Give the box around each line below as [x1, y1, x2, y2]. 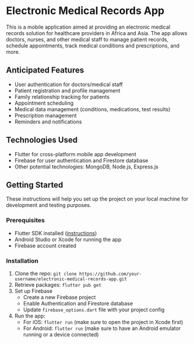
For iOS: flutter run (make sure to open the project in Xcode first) [23, 318, 184, 325]
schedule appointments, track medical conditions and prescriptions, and [6, 42, 179, 49]
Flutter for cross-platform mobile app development [14, 150, 136, 157]
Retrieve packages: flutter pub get [14, 281, 102, 288]
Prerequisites [6, 216, 45, 225]
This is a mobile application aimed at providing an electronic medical [6, 23, 171, 30]
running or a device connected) [23, 331, 99, 338]
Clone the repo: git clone [14, 270, 77, 277]
